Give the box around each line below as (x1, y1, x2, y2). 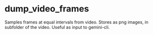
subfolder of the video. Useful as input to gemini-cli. (4, 24, 110, 30)
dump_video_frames (4, 3, 89, 14)
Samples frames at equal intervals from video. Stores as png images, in (4, 19, 149, 25)
